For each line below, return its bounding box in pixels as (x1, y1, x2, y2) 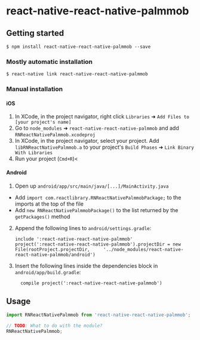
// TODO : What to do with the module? (6, 323, 103, 329)
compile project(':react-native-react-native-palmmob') (20, 280, 162, 286)
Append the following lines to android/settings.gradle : (14, 224, 152, 231)
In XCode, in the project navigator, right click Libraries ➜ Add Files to (14, 113, 190, 120)
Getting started (6, 28, 64, 38)
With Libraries (14, 150, 53, 156)
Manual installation (6, 85, 63, 93)
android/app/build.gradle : (14, 268, 81, 275)
